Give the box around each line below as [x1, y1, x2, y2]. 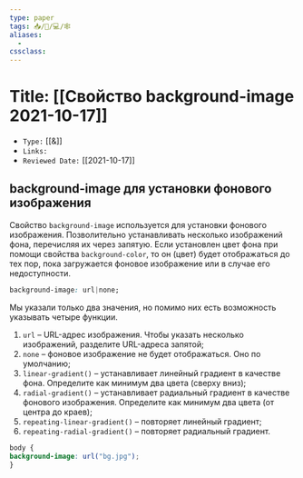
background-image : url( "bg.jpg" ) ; [9, 452, 141, 461]
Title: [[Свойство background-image [9, 86, 295, 107]
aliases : [9, 30, 43, 39]
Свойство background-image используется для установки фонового [9, 219, 268, 230]
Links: [22, 147, 48, 156]
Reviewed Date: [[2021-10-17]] [22, 155, 136, 166]
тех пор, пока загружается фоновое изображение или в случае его [9, 258, 270, 269]
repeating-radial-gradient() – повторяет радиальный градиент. [22, 425, 270, 436]
